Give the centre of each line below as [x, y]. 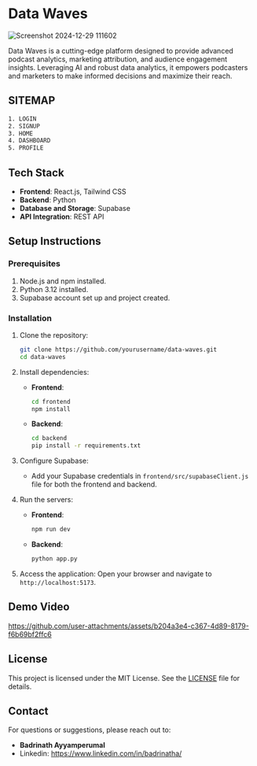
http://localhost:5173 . [58, 582]
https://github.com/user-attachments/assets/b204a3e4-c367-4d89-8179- [128, 626]
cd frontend [51, 402]
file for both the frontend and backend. [94, 484]
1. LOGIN [22, 119]
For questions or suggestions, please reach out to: [90, 730]
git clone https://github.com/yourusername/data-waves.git [118, 350]
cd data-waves [42, 357]
